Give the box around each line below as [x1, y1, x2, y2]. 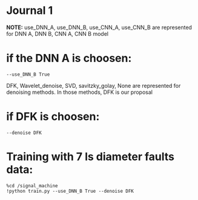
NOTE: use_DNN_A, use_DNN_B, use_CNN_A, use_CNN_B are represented [6, 24, 193, 31]
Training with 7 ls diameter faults [6, 150, 174, 164]
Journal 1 [6, 4, 53, 18]
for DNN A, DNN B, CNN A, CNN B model [6, 30, 109, 37]
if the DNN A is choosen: [6, 52, 132, 65]
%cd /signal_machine [6, 182, 59, 188]
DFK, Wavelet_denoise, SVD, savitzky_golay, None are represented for [6, 82, 181, 89]
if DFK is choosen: [6, 110, 100, 124]
